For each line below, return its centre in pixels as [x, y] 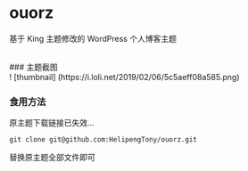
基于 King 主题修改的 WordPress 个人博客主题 [93, 38]
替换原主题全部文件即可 [52, 158]
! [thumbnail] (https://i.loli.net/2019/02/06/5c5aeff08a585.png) [124, 77]
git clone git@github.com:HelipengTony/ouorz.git [103, 140]
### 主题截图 [33, 67]
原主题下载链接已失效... [52, 123]
